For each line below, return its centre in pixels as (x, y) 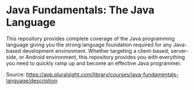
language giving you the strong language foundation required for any (89, 45)
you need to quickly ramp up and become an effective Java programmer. (94, 63)
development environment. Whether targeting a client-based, (96, 51)
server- (179, 51)
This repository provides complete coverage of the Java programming (91, 38)
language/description (32, 80)
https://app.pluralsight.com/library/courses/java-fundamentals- (102, 74)
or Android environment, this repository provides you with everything (102, 57)
